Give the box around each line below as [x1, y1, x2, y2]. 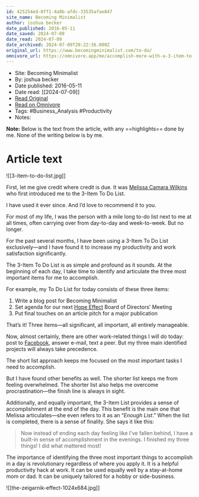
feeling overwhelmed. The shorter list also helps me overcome [6, 381, 159, 388]
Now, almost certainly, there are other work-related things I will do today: [6, 333, 184, 340]
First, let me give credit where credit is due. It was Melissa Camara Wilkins [6, 183, 188, 190]
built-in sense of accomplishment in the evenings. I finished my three [20, 436, 190, 443]
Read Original [14, 95, 49, 102]
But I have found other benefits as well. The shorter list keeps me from [6, 374, 178, 382]
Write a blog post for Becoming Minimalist [14, 297, 117, 304]
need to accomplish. [6, 363, 56, 370]
